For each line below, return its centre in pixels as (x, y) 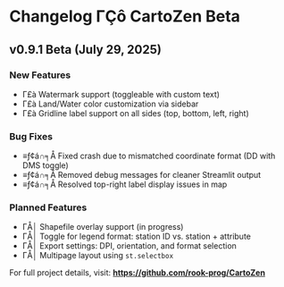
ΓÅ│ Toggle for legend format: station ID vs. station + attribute (137, 236)
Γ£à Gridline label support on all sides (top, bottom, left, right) (136, 113)
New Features (40, 75)
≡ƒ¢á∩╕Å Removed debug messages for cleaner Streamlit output (142, 175)
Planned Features (48, 207)
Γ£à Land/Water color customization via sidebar (110, 104)
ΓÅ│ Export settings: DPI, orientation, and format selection (129, 246)
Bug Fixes (31, 136)
